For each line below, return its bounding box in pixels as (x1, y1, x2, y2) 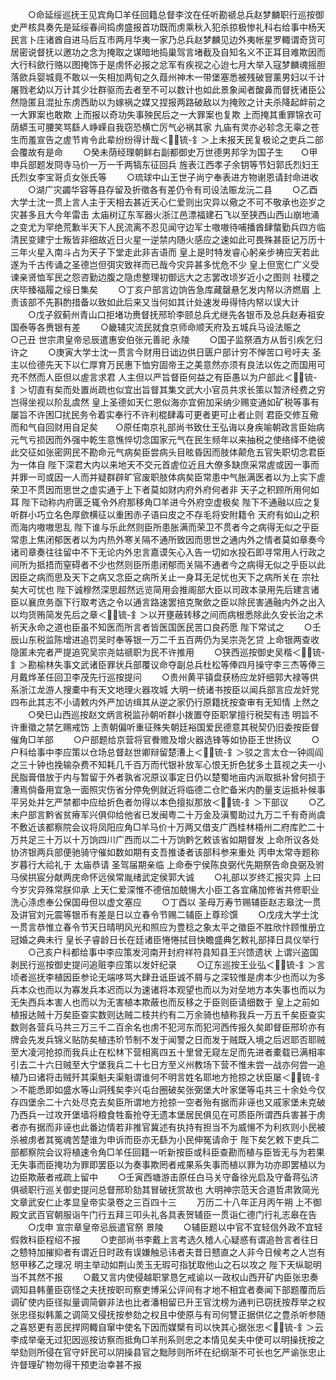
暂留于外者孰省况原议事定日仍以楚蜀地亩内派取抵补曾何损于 (79, 771, 326, 783)
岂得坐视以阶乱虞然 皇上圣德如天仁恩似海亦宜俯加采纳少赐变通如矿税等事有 (10, 396, 320, 408)
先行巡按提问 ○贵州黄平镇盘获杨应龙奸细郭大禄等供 (88, 671, 319, 683)
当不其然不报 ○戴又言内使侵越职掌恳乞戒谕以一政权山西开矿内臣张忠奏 (10, 1271, 319, 1283)
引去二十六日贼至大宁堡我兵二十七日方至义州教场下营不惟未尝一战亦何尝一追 (10, 1059, 326, 1070)
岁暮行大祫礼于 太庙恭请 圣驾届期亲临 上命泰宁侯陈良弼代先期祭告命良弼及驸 (10, 859, 325, 870)
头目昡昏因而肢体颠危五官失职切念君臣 (167, 446, 326, 458)
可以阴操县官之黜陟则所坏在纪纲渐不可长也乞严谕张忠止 (97, 1346, 326, 1358)
